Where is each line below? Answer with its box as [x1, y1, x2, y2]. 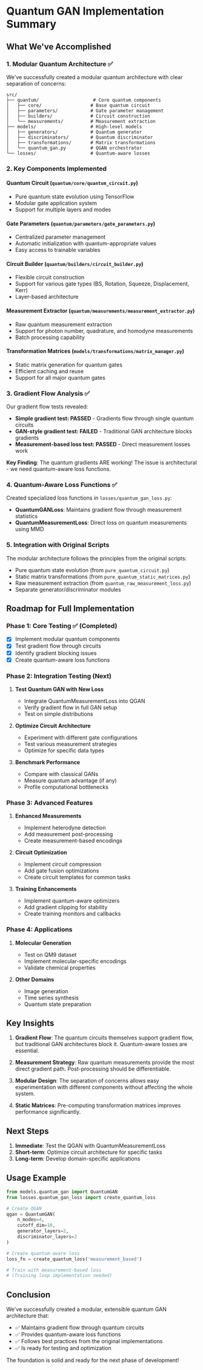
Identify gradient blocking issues [15, 649, 97, 657]
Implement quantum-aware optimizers [24, 897, 120, 904]
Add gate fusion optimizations [24, 867, 99, 875]
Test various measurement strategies [24, 740, 117, 747]
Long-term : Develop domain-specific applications [15, 1155, 141, 1162]
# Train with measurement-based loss [6, 1267, 102, 1273]
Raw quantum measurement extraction [15, 321, 112, 328]
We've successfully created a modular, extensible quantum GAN [6, 1305, 167, 1313]
